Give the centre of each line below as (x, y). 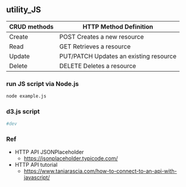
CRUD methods (31, 26)
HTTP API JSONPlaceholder (49, 152)
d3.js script (23, 111)
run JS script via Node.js (43, 84)
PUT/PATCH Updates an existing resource (118, 56)
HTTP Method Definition (118, 26)
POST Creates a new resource (102, 36)
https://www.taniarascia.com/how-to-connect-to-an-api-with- (100, 171)
